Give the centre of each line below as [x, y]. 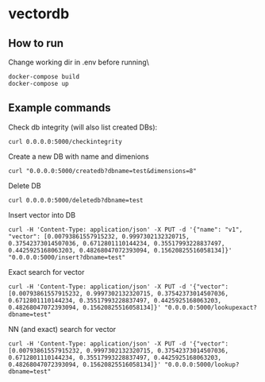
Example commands [60, 108]
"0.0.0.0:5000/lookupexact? [211, 307]
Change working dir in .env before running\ [79, 62]
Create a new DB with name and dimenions [79, 156]
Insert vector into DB [42, 214]
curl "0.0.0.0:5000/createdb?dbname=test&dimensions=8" [102, 171]
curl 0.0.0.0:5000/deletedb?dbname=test [76, 200]
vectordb [39, 14]
